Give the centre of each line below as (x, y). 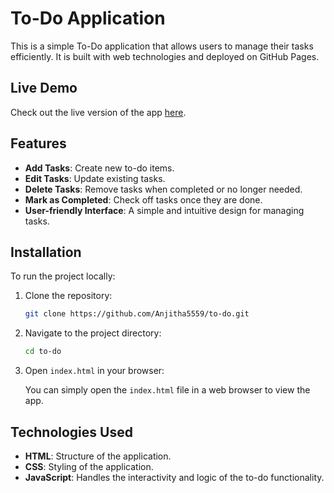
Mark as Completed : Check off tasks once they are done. (143, 199)
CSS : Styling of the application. (89, 466)
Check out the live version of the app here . (98, 112)
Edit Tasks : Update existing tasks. (95, 178)
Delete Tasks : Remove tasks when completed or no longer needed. (163, 189)
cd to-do (43, 352)
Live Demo (44, 88)
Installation (46, 252)
